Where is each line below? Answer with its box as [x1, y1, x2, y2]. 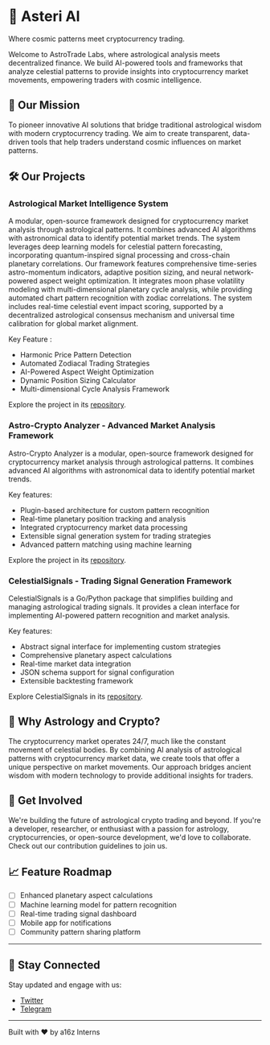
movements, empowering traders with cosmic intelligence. [8, 75, 202, 85]
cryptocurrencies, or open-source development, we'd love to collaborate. [8, 832, 252, 842]
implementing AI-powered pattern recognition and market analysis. [8, 611, 231, 621]
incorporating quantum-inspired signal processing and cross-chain [8, 250, 231, 260]
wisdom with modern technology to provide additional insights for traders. [8, 770, 254, 780]
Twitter [19, 995, 44, 1005]
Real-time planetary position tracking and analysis [19, 514, 186, 523]
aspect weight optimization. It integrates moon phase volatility [39, 276, 245, 286]
